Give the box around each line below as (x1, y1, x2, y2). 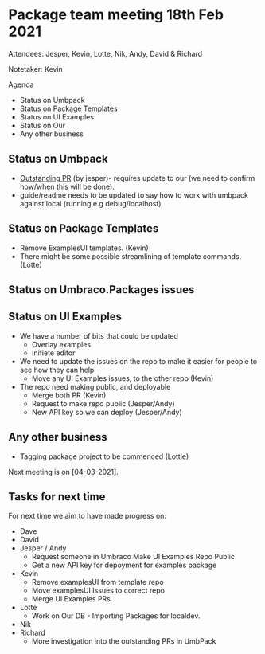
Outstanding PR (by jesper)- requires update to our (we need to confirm (19, 173, 255, 182)
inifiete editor (31, 348, 76, 358)
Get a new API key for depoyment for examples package (31, 560, 217, 570)
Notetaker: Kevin (8, 64, 64, 73)
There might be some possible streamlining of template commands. (19, 251, 241, 260)
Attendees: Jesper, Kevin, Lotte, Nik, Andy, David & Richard (8, 49, 203, 58)
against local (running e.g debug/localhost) (19, 198, 162, 208)
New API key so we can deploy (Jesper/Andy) (31, 407, 183, 417)
